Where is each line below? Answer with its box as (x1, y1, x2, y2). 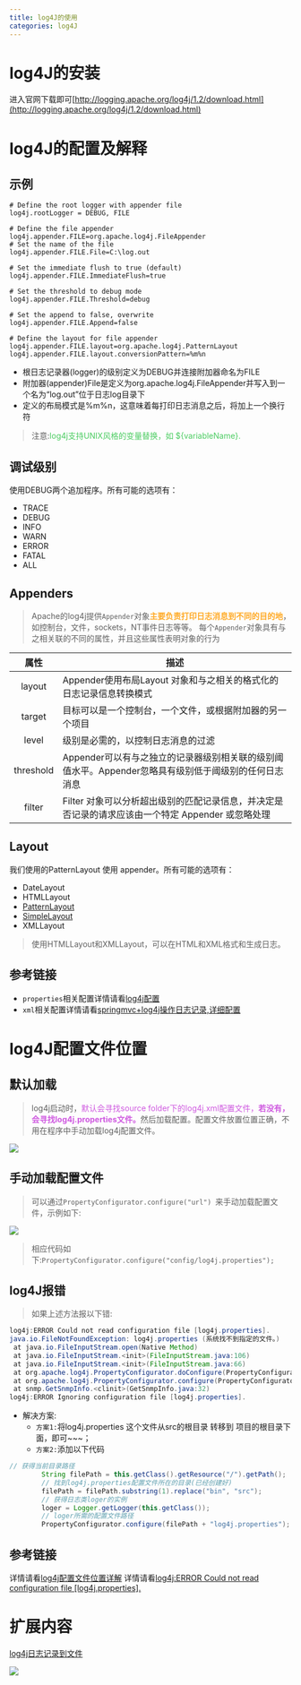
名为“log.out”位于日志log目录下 (30, 389, 146, 400)
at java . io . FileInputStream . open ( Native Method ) (13, 1343, 199, 1353)
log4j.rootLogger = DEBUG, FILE (9, 209, 130, 218)
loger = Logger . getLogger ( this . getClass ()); (41, 1503, 211, 1512)
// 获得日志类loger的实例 (41, 1495, 127, 1504)
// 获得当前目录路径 (9, 1462, 75, 1471)
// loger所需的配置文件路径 (41, 1511, 134, 1521)
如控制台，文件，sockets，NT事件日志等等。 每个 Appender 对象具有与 (30, 622, 287, 632)
